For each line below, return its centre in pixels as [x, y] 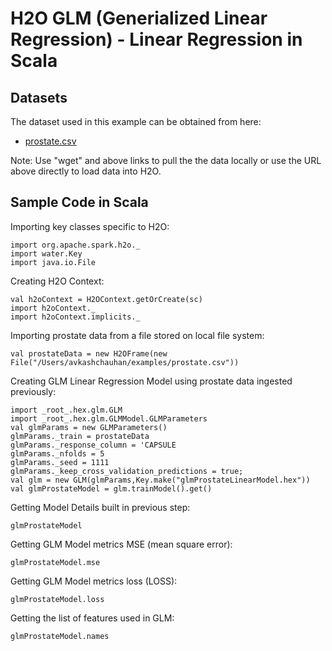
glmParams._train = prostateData [80, 436]
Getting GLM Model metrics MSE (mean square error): [121, 544]
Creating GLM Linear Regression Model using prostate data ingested [151, 381]
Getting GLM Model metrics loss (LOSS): [94, 581]
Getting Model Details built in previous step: [100, 507]
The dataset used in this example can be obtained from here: [136, 121]
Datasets [39, 97]
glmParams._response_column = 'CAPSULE [93, 445]
